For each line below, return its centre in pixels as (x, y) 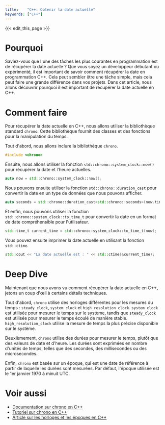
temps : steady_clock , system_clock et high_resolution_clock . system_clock (82, 307)
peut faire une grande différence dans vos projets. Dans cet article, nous (79, 82)
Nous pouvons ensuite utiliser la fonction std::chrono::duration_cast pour (81, 188)
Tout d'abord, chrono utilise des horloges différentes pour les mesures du (79, 302)
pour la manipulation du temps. (36, 137)
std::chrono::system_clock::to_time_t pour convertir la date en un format (81, 217)
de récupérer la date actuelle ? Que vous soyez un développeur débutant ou (82, 67)
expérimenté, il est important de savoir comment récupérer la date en (75, 72)
